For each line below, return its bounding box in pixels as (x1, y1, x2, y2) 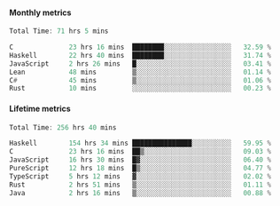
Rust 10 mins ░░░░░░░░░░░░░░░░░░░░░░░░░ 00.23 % (9, 84, 272, 93)
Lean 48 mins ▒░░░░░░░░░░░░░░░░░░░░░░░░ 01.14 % (9, 67, 272, 76)
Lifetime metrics (9, 103, 71, 114)
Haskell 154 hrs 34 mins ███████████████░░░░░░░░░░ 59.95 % (9, 139, 272, 148)
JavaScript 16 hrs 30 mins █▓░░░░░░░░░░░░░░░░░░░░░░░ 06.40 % (9, 155, 272, 164)
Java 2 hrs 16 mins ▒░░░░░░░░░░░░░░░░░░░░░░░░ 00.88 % (9, 188, 272, 197)
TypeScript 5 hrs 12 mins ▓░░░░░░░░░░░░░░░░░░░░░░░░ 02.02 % (9, 171, 272, 181)
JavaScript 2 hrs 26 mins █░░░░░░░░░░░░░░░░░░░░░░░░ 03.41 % (9, 59, 272, 68)
